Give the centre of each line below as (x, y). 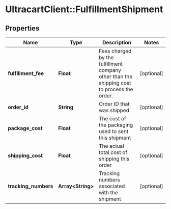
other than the (116, 76)
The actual (111, 146)
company (110, 70)
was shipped (114, 110)
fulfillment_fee (26, 73)
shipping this (114, 159)
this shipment (115, 138)
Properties (22, 28)
